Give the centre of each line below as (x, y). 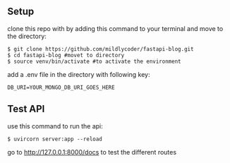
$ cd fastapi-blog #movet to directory (66, 55)
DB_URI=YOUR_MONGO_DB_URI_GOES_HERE (61, 87)
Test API (26, 109)
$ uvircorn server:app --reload (55, 139)
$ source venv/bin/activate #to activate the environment (94, 61)
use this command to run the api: (55, 126)
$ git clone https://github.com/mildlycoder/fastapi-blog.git (101, 49)
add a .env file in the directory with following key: (79, 74)
